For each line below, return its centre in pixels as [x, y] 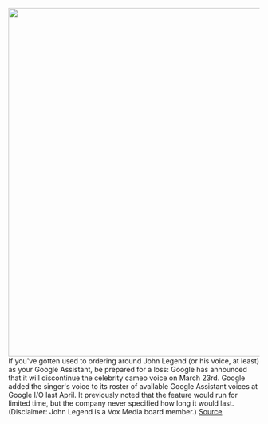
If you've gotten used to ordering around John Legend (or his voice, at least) [134, 361]
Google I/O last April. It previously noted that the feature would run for [123, 395]
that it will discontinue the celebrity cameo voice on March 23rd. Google [127, 378]
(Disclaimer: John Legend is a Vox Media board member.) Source [115, 412]
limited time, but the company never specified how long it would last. [121, 403]
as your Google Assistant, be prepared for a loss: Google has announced [128, 369]
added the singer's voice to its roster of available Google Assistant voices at [133, 386]
